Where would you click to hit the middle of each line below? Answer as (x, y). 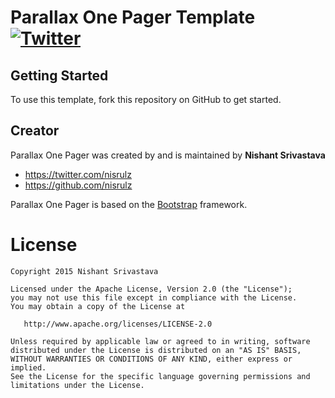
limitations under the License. (77, 385)
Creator (35, 131)
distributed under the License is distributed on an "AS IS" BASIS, (156, 350)
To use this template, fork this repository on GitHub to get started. (146, 99)
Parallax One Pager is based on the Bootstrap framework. (129, 204)
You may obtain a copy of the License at (98, 306)
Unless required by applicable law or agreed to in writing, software (160, 341)
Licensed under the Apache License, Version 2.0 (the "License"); (151, 289)
